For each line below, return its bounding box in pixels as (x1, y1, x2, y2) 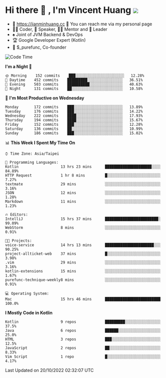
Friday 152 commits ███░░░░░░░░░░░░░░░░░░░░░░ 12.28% (5, 122, 143, 127)
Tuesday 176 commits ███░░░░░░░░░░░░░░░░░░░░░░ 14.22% (5, 109, 143, 114)
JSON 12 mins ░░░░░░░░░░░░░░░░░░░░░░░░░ (5, 190, 161, 195)
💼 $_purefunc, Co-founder (12, 44, 67, 50)
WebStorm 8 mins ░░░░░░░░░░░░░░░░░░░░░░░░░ (5, 225, 161, 230)
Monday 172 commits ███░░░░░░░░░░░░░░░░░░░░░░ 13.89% (5, 104, 143, 109)
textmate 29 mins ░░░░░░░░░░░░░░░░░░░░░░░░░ (5, 182, 161, 187)
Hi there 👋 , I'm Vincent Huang (5, 4, 131, 16)
